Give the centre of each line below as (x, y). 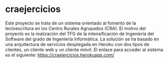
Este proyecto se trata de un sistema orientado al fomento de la (71, 23)
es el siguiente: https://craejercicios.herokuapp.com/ (60, 55)
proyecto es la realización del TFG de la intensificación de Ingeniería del (79, 33)
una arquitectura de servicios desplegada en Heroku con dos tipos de (77, 44)
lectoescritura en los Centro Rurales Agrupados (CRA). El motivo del (76, 28)
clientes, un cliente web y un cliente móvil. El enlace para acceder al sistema (84, 49)
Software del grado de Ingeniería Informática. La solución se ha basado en (82, 39)
